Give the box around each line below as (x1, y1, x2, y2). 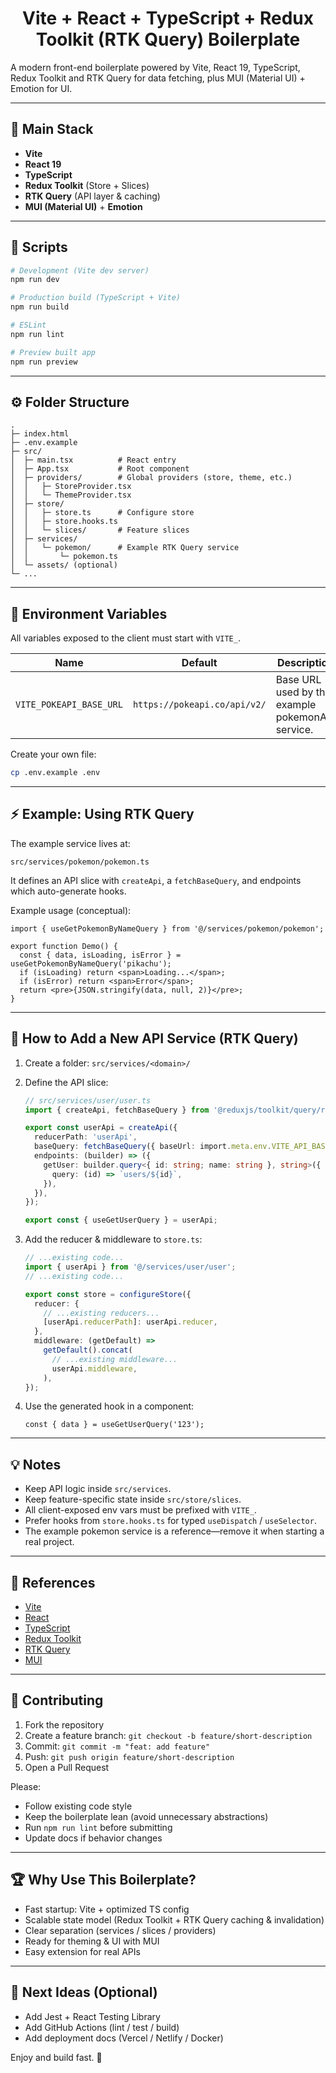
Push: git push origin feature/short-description (24, 1750, 235, 1762)
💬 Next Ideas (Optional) (10, 1984, 158, 2001)
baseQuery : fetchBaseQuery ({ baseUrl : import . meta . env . (34, 1142, 272, 1152)
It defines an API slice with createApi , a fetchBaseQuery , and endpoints (10, 874, 302, 886)
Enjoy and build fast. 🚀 (10, 2051, 103, 2063)
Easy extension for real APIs (24, 1945, 141, 1957)
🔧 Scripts (10, 239, 68, 256)
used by (275, 685, 314, 699)
